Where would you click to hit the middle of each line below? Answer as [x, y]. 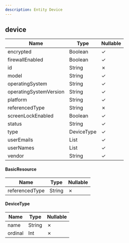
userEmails [20, 140]
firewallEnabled [25, 60]
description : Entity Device [34, 10]
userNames [21, 148]
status [15, 124]
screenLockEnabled [31, 116]
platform [17, 100]
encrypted [20, 52]
